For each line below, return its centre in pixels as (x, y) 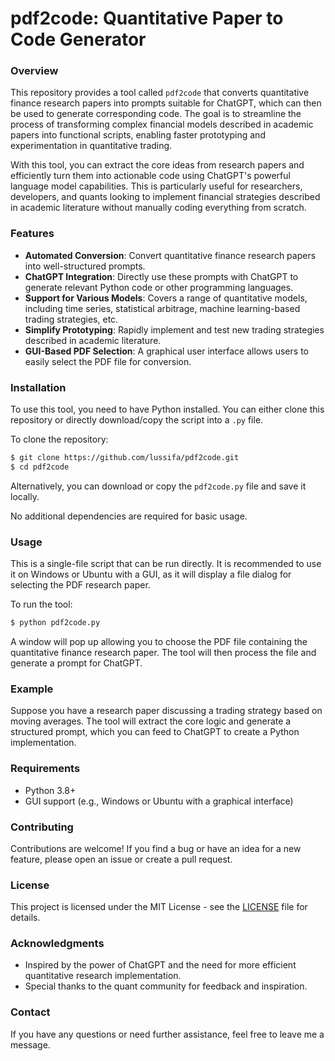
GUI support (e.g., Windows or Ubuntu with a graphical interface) (159, 801)
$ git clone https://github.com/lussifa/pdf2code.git (125, 458)
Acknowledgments (57, 944)
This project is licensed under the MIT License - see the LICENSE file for (159, 907)
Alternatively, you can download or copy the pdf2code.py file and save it (158, 486)
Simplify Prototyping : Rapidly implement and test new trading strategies (174, 329)
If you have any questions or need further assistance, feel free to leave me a (167, 1034)
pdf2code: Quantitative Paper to (147, 18)
